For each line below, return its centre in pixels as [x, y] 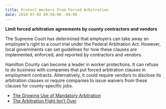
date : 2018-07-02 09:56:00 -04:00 [41, 15]
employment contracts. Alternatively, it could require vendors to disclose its [83, 75]
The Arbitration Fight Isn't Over [44, 100]
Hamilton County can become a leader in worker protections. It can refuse [82, 64]
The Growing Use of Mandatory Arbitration [57, 95]
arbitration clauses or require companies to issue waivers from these [76, 80]
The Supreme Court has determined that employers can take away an [77, 39]
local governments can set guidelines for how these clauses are [71, 49]
